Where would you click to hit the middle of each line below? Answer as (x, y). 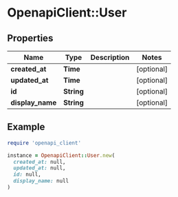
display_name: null (41, 181)
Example (26, 127)
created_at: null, (40, 162)
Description (110, 58)
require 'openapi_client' (44, 143)
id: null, (27, 175)
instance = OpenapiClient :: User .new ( (61, 155)
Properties (30, 38)
